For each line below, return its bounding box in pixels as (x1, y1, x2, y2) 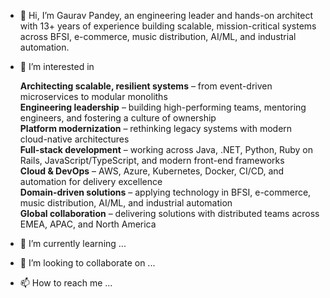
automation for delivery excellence (19, 176, 163, 187)
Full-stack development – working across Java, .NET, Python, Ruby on (19, 144, 314, 155)
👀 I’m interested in (19, 61, 95, 72)
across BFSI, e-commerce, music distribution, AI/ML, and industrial (19, 31, 297, 42)
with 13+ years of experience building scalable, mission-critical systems (19, 20, 317, 32)
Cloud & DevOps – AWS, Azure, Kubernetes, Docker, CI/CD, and (19, 165, 285, 177)
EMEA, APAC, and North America (19, 218, 157, 230)
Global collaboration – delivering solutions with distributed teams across (19, 208, 320, 219)
